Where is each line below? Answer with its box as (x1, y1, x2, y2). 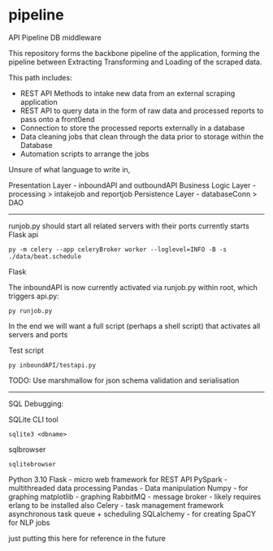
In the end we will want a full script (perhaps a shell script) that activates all (8, 321, 261, 331)
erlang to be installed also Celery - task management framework (8, 500, 224, 510)
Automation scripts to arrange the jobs (19, 149, 149, 158)
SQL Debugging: (8, 398, 64, 408)
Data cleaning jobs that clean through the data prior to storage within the (19, 132, 264, 141)
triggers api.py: (8, 291, 59, 301)
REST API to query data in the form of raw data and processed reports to (19, 106, 264, 115)
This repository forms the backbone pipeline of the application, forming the (8, 48, 260, 58)
